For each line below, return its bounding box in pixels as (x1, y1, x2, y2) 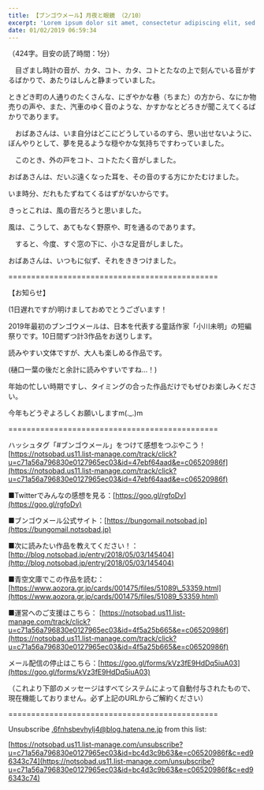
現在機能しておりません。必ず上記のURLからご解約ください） (8, 694, 208, 703)
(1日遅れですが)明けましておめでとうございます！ (8, 305, 168, 314)
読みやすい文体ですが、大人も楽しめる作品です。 (8, 348, 167, 358)
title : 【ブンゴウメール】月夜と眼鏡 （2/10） (8, 11, 145, 20)
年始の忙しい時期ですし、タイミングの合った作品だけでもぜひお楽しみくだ (8, 382, 250, 391)
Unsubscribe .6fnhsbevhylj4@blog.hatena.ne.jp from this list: (8, 724, 207, 734)
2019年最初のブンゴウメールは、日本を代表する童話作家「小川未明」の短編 (8, 321, 252, 331)
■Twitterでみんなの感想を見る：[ (8, 491, 116, 500)
